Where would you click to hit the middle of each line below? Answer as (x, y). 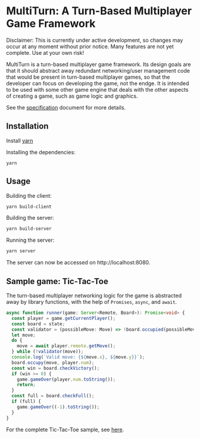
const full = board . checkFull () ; (53, 396)
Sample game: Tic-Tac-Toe (57, 281)
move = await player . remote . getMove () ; (66, 346)
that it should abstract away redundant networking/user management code (98, 70)
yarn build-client (29, 207)
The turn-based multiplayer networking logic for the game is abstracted (94, 295)
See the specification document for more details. (66, 107)
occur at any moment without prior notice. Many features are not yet (90, 46)
